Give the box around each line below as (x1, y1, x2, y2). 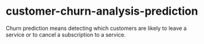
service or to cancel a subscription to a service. (6, 31, 126, 38)
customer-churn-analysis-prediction (6, 4, 198, 18)
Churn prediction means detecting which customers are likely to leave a (6, 24, 187, 32)
